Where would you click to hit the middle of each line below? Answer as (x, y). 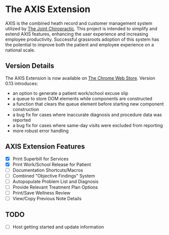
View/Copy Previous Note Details (47, 198)
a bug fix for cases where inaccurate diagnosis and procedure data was (87, 114)
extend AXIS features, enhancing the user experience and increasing (77, 34)
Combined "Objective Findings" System (54, 175)
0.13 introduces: (22, 83)
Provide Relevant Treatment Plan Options (55, 187)
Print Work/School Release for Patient (52, 164)
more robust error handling (41, 131)
